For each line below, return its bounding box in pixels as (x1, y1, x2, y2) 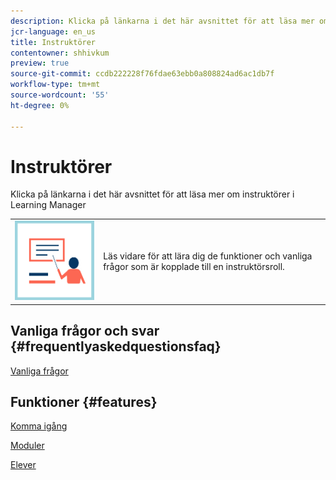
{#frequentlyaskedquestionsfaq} (10, 338, 222, 355)
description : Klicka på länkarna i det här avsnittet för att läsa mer (10, 16, 315, 26)
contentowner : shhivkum (10, 48, 110, 58)
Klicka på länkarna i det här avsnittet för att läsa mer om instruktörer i (10, 188, 295, 200)
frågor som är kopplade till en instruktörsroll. (103, 261, 285, 273)
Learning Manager (10, 199, 87, 211)
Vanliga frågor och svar (10, 323, 160, 340)
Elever (10, 459, 37, 471)
